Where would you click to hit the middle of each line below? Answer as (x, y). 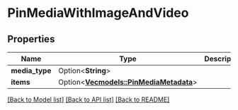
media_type (31, 71)
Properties (31, 39)
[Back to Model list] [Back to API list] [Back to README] (89, 99)
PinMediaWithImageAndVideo (98, 13)
